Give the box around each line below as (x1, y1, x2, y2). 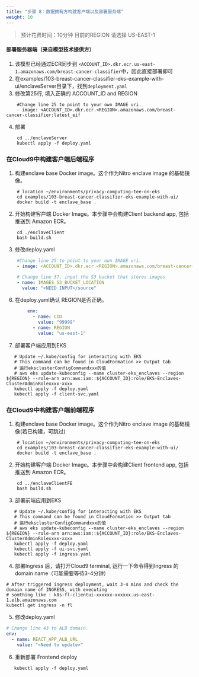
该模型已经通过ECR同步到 (14, 60, 78, 67)
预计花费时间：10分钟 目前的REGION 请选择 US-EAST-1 (20, 31, 155, 39)
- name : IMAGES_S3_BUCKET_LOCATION (17, 279, 105, 285)
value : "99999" (37, 320, 76, 325)
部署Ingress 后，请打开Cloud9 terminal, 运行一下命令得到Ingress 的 (14, 563, 179, 570)
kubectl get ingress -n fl (6, 602, 73, 608)
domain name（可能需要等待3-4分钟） (14, 570, 110, 577)
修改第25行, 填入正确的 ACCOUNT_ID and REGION (14, 90, 138, 97)
